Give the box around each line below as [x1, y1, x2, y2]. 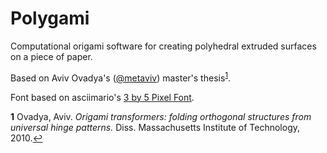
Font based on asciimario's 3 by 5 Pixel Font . [10, 91, 195, 103]
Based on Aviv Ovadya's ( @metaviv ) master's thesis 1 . [10, 70, 232, 84]
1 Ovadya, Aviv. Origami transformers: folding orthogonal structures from [10, 110, 312, 122]
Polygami [10, 7, 90, 30]
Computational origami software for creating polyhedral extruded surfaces [10, 40, 317, 52]
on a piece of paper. [10, 50, 93, 62]
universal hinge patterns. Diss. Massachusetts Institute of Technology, [10, 121, 301, 133]
